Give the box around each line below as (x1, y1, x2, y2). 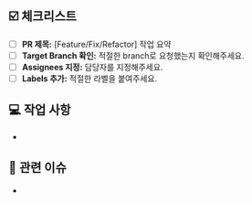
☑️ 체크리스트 (8, 8, 77, 25)
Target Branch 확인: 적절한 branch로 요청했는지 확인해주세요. (21, 49, 245, 61)
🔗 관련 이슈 (8, 160, 68, 175)
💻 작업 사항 (8, 102, 71, 118)
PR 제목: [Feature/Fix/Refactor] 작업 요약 (21, 38, 172, 49)
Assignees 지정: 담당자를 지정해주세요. (21, 61, 163, 72)
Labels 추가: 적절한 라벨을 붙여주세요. (21, 73, 157, 84)
